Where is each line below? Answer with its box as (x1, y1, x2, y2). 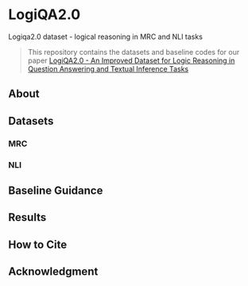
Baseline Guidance (8, 184, 103, 197)
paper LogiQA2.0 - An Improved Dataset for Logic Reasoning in (27, 56, 235, 65)
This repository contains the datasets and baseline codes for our (27, 47, 240, 56)
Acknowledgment (8, 265, 99, 279)
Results (8, 211, 47, 224)
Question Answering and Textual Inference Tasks (27, 64, 189, 73)
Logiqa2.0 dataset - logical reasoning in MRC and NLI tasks (8, 32, 203, 41)
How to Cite (8, 238, 68, 251)
